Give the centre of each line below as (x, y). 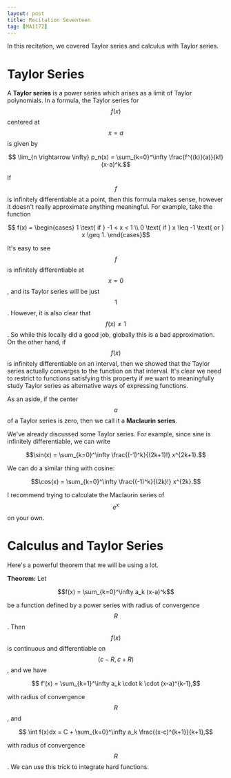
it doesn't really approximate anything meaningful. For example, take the (110, 207)
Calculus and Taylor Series (86, 546)
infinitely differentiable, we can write (59, 442)
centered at (23, 122)
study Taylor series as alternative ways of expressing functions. (98, 386)
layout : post (26, 13)
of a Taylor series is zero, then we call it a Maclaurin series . (92, 421)
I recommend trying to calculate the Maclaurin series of (86, 495)
